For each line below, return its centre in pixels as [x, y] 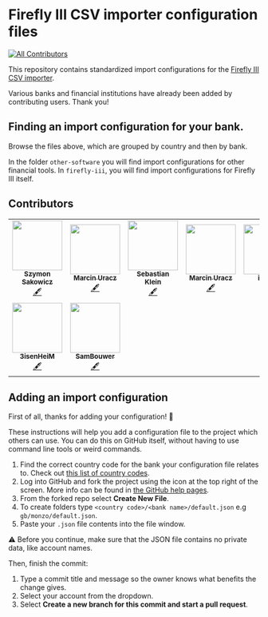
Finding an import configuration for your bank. [126, 127]
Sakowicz [37, 282]
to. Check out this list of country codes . [85, 473]
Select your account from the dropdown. [87, 596]
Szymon [37, 274]
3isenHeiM [37, 356]
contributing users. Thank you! [59, 102]
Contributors [41, 204]
